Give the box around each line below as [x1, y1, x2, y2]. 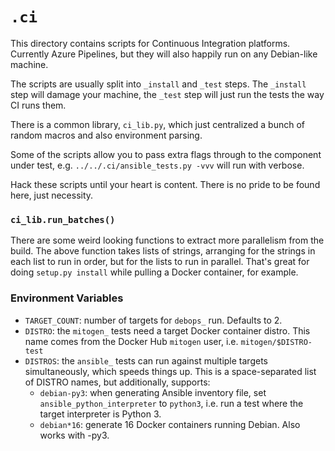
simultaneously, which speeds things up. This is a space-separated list [24, 365, 317, 377]
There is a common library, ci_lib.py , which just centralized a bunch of [10, 118, 306, 130]
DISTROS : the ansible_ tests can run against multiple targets [24, 354, 268, 367]
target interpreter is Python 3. [39, 408, 162, 420]
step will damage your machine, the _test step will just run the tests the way [10, 88, 325, 100]
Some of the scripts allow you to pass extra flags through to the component [10, 148, 322, 160]
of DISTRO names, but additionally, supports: [24, 376, 211, 388]
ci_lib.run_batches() [10, 214, 116, 225]
